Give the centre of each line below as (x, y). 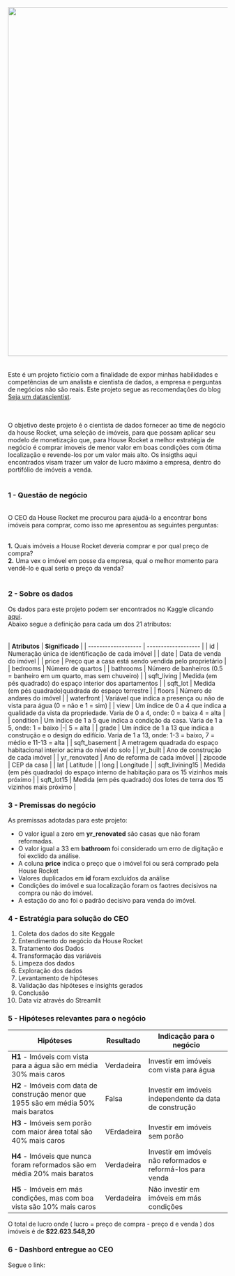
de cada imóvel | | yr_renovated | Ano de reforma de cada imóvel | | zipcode (117, 757)
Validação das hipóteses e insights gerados (81, 986)
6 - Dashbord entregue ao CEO (61, 1249)
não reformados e (177, 1161)
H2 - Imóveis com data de (55, 1086)
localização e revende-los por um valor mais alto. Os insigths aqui (103, 455)
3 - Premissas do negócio (52, 805)
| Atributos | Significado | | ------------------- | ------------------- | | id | (113, 646)
